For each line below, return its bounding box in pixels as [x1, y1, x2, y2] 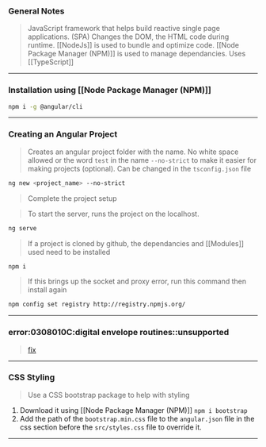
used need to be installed [27, 247, 111, 256]
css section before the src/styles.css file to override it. [19, 422, 202, 432]
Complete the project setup [27, 193, 117, 203]
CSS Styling [8, 372, 55, 383]
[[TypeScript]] [27, 57, 74, 67]
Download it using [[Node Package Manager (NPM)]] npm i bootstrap [19, 405, 248, 414]
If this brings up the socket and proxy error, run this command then [27, 276, 247, 287]
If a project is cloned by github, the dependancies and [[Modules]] [27, 238, 244, 248]
